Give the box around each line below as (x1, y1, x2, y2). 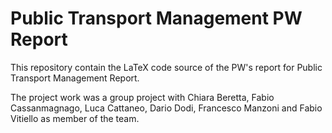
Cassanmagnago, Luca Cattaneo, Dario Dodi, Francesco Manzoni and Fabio (10, 102, 323, 114)
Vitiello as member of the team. (10, 112, 140, 124)
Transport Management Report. (10, 72, 140, 84)
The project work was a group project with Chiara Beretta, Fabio (10, 91, 275, 103)
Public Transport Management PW (10, 7, 303, 30)
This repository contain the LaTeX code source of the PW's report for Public (10, 61, 323, 73)
